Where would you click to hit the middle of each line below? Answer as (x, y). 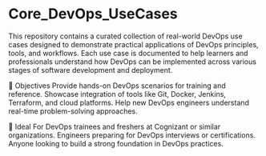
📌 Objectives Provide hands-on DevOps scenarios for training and (117, 86)
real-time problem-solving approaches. (73, 111)
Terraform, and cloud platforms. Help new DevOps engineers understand (129, 102)
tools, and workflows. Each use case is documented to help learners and (128, 53)
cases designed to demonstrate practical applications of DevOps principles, (133, 44)
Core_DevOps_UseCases (93, 14)
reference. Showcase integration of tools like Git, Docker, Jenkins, (117, 94)
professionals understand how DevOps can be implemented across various (132, 62)
